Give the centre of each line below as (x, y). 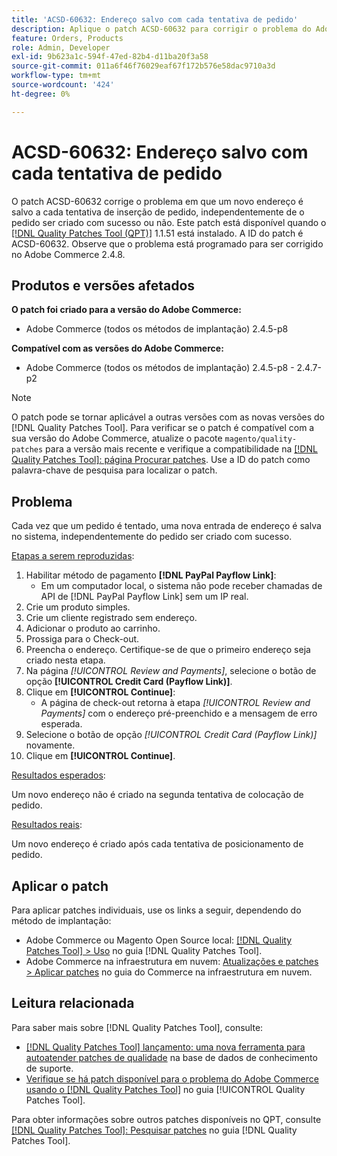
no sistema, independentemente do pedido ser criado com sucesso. (152, 537)
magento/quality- (261, 439)
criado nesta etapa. (65, 660)
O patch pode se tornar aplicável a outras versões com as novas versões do (168, 417)
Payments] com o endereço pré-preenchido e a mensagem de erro (179, 713)
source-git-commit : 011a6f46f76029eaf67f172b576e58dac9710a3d (143, 66)
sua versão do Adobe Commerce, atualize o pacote (117, 438)
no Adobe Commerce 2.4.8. (68, 254)
